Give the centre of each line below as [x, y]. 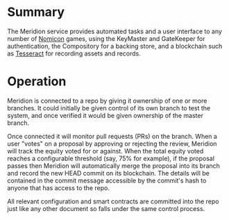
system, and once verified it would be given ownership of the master [105, 115]
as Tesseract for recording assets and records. [74, 53]
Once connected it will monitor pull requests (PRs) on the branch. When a [112, 136]
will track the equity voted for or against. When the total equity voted [105, 151]
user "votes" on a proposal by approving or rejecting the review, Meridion [112, 144]
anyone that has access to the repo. [58, 187]
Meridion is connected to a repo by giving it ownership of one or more [107, 101]
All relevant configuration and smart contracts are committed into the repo [113, 201]
